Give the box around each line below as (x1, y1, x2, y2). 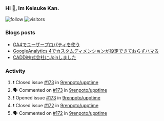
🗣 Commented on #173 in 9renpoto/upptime (12, 87, 108, 93)
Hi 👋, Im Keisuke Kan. (5, 5, 59, 12)
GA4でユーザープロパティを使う (12, 41, 80, 48)
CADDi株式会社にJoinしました (12, 54, 77, 60)
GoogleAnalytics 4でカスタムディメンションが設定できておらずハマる (12, 48, 159, 54)
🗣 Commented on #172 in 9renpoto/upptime (12, 110, 108, 116)
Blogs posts (5, 29, 36, 36)
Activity (5, 67, 26, 74)
